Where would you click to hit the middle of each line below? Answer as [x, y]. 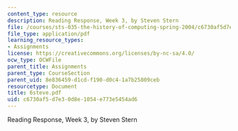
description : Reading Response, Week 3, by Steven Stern [93, 21]
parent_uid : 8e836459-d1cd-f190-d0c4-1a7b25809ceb [84, 80]
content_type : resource [42, 14]
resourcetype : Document [42, 86]
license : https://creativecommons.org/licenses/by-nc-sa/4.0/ [101, 54]
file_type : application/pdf [49, 34]
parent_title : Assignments [47, 67]
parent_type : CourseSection [49, 73]
